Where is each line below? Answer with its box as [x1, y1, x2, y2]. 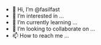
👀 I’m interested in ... [12, 12, 64, 19]
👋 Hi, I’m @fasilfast [12, 6, 60, 13]
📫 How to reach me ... [12, 32, 69, 39]
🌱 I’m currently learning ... [12, 19, 78, 26]
